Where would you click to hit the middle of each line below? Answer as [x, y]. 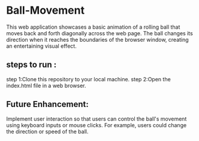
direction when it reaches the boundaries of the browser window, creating [97, 39]
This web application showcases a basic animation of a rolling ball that [93, 27]
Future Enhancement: [47, 104]
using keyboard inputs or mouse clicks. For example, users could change [97, 125]
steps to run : [31, 65]
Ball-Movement [46, 10]
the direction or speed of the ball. [47, 131]
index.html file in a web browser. [46, 85]
